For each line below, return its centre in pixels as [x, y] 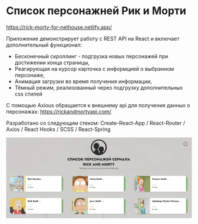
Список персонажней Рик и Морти [96, 11]
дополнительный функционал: [44, 45]
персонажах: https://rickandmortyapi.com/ [59, 111]
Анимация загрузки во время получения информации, [83, 81]
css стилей [29, 94]
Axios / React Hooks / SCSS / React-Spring [58, 129]
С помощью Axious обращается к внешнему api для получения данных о [98, 105]
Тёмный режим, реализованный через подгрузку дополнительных [99, 87]
